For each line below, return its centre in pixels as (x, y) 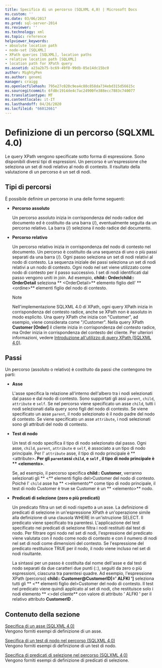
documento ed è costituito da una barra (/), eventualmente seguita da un (84, 223)
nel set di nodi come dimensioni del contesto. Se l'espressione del (78, 543)
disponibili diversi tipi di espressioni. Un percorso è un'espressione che (76, 161)
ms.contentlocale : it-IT (30, 100)
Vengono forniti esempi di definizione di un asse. (54, 631)
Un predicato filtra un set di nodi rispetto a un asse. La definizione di (80, 508)
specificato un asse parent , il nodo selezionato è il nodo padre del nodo (83, 414)
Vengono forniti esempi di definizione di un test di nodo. (61, 646)
